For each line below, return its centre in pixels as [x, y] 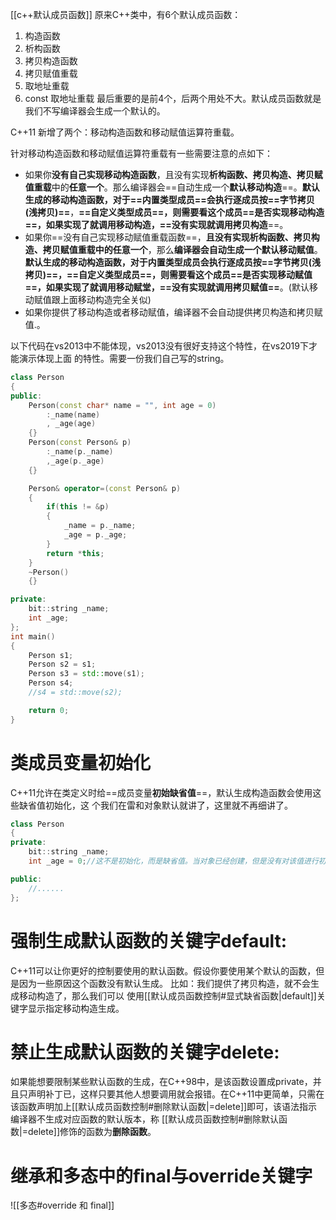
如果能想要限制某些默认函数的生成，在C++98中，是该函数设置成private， [161, 1082]
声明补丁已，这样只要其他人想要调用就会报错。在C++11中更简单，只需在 [176, 1094]
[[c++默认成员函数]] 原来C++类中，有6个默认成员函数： [126, 14]
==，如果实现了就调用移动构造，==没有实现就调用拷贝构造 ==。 [156, 224]
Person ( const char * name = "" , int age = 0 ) [122, 405]
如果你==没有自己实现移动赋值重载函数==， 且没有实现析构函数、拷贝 [168, 237]
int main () [33, 636]
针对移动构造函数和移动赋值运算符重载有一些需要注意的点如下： [141, 153]
